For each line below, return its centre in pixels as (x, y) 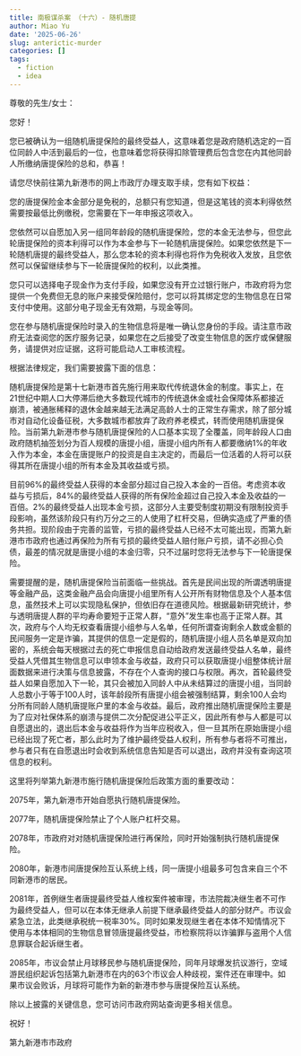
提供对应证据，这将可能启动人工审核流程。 (111, 348)
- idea (30, 76)
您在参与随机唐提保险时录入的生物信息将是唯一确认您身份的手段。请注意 (142, 326)
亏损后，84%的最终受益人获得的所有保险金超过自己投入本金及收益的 (151, 496)
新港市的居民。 (44, 879)
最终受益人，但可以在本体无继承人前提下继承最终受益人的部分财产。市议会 (154, 910)
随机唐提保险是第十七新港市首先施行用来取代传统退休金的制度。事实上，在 (146, 386)
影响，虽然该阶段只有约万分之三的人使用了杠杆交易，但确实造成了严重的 (150, 518)
